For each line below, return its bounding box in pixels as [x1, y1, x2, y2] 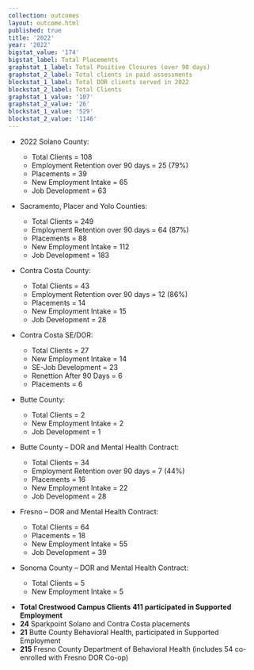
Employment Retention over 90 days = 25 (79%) [31, 160, 189, 170]
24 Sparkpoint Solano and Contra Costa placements [19, 618, 191, 628]
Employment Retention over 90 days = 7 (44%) [31, 466, 185, 476]
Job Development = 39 [31, 547, 107, 556]
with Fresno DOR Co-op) [48, 653, 129, 662]
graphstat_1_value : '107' [8, 93, 93, 101]
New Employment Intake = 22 [31, 483, 128, 492]
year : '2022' [8, 41, 51, 49]
